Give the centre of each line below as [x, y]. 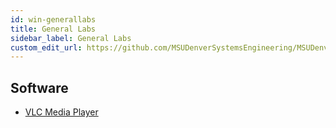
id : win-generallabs [53, 19]
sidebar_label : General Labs [71, 38]
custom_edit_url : [46, 47]
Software [39, 87]
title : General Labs [53, 29]
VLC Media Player [61, 112]
